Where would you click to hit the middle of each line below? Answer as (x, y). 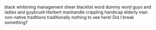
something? (16, 22)
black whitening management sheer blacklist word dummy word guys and (78, 7)
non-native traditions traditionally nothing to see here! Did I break (69, 17)
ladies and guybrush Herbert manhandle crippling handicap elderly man (76, 12)
